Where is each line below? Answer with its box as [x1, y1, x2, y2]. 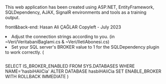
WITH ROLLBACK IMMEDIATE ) [5, 74, 69, 79]
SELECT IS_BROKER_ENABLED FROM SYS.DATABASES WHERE [5, 63, 135, 69]
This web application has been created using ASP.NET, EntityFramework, [5, 4, 155, 10]
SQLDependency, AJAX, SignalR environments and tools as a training [5, 9, 147, 15]
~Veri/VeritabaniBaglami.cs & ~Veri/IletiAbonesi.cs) [5, 39, 110, 45]
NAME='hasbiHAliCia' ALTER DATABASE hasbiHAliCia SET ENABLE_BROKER [5, 68, 162, 74]
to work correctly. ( [5, 49, 44, 55]
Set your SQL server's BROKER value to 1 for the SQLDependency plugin [11, 44, 160, 50]
